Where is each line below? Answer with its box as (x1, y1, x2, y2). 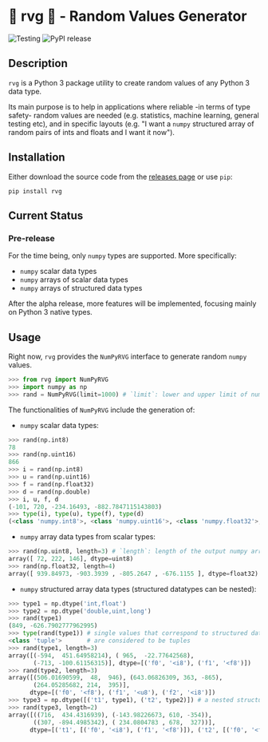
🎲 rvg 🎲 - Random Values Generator (8, 7, 247, 26)
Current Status (8, 208, 84, 222)
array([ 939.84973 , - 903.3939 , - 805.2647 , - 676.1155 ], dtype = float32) (8, 569, 259, 577)
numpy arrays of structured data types (19, 284, 143, 293)
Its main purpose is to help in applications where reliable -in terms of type (8, 101, 251, 111)
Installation (8, 151, 65, 165)
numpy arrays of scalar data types (19, 275, 129, 284)
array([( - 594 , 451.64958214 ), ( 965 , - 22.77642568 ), (8, 651, 195, 660)
